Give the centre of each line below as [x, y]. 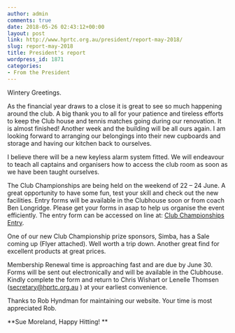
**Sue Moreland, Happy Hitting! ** [58, 321]
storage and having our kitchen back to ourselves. [79, 143]
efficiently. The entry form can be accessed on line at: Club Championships [116, 215]
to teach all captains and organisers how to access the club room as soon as [117, 164]
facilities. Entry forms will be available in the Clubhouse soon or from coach [116, 200]
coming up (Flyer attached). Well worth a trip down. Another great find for [114, 243]
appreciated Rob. [32, 308]
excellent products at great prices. [57, 251]
